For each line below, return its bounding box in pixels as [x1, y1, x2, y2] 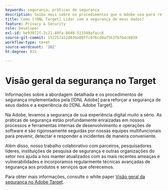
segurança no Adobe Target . [5, 179, 64, 185]
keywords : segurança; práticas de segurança [5, 7, 99, 12]
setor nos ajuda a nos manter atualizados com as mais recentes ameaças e [5, 153, 160, 159]
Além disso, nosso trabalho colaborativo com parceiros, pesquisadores [5, 143, 151, 149]
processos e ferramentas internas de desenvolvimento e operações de [5, 122, 151, 128]
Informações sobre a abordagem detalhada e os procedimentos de [5, 91, 143, 97]
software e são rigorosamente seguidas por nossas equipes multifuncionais [5, 128, 161, 134]
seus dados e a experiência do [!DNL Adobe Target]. [5, 102, 113, 108]
